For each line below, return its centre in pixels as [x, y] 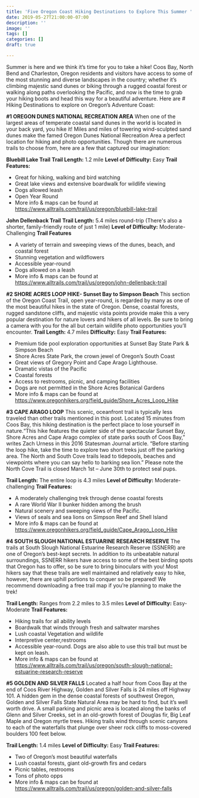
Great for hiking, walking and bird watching [67, 177]
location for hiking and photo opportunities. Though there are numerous [94, 142]
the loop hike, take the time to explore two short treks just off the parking [95, 450]
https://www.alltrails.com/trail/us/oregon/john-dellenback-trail [91, 282]
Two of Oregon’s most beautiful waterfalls [66, 756]
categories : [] [25, 39]
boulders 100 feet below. [36, 733]
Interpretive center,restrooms [50, 640]
